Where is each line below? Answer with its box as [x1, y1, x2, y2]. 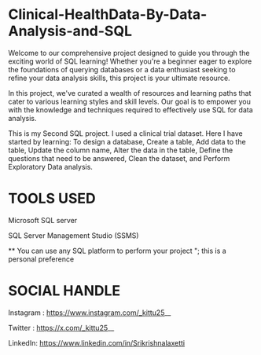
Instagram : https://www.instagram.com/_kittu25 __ [8, 308, 171, 317]
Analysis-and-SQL [8, 22, 132, 40]
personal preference [8, 254, 75, 264]
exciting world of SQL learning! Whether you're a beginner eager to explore [8, 57, 252, 66]
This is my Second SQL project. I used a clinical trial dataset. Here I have [8, 128, 243, 138]
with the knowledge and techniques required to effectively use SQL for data [8, 104, 253, 115]
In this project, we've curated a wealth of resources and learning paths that [8, 88, 252, 97]
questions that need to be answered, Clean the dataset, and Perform [8, 153, 230, 163]
